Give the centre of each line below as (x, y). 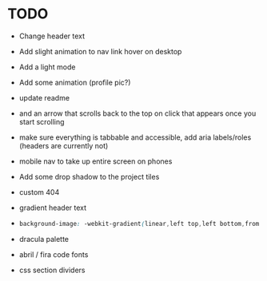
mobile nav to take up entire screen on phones (96, 161)
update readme (44, 97)
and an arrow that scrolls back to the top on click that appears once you (137, 113)
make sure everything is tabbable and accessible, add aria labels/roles (135, 137)
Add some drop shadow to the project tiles (89, 176)
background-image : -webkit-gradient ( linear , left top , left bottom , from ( (141, 224)
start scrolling (42, 121)
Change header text (52, 36)
